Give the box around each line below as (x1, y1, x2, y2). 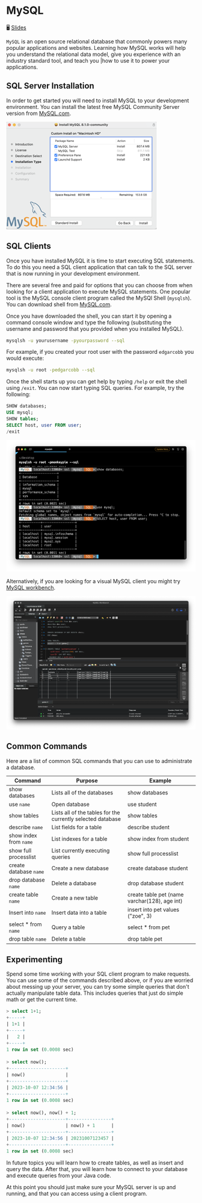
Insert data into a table (51, 909, 107, 917)
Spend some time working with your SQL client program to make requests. (6, 970, 191, 978)
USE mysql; (6, 410, 34, 416)
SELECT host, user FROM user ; (6, 422, 82, 428)
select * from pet (127, 924, 170, 931)
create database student (127, 865, 188, 872)
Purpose (76, 777, 98, 784)
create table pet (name (127, 891, 184, 898)
